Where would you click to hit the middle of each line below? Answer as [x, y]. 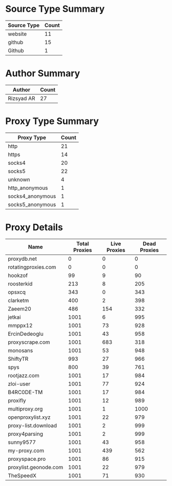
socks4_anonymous [32, 196]
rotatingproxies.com [32, 267]
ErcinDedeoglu [26, 334]
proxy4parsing [26, 434]
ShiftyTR [18, 359]
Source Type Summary [55, 9]
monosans [20, 351]
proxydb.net [23, 259]
